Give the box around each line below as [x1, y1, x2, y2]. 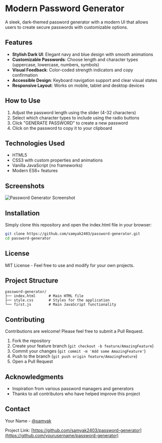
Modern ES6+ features [12, 168, 58, 174]
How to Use [5, 97, 41, 105]
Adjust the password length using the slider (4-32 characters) [12, 109, 136, 115]
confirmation [12, 72, 38, 78]
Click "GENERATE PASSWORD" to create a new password [12, 120, 128, 126]
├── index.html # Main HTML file [5, 294, 84, 299]
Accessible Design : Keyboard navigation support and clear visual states [12, 77, 158, 83]
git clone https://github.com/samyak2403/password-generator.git [5, 231, 140, 236]
